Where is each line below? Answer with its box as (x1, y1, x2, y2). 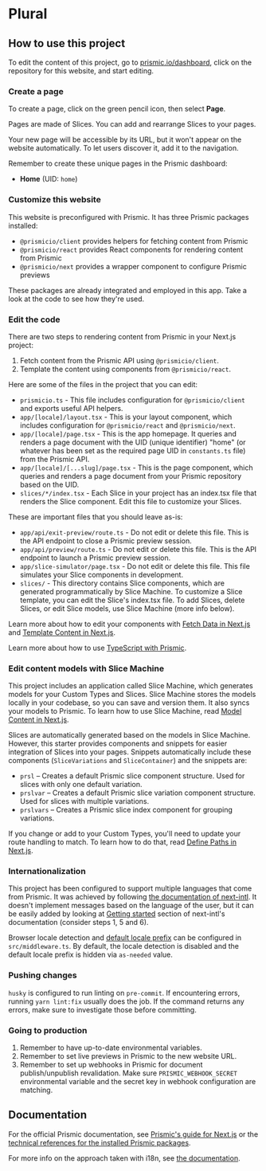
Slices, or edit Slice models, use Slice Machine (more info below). (19, 603, 235, 613)
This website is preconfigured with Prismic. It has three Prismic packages (8, 212, 249, 221)
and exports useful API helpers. (19, 403, 123, 413)
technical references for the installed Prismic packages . (8, 1138, 191, 1147)
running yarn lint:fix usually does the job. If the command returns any (8, 997, 244, 1006)
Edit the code (8, 314, 61, 325)
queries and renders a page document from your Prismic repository (19, 471, 242, 480)
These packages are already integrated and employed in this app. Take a (8, 285, 247, 295)
